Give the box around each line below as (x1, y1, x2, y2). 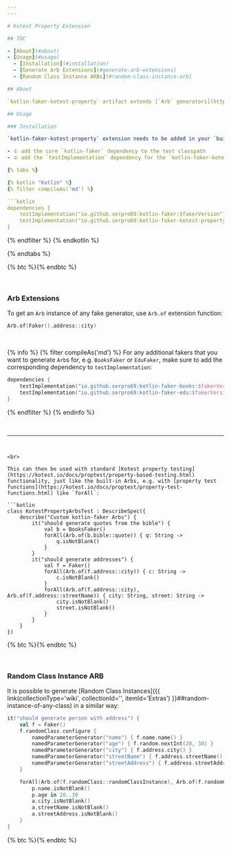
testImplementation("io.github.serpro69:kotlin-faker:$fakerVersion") (19, 211, 226, 218)
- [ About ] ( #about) (7, 48, 60, 55)
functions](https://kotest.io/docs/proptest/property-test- (7, 484, 184, 491)
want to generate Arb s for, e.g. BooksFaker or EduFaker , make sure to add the (7, 356, 223, 364)
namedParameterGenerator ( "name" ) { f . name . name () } (32, 734, 184, 741)
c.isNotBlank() (56, 574, 100, 581)
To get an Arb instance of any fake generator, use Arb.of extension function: (7, 309, 223, 317)
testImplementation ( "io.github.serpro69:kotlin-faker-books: (19, 383, 198, 390)
